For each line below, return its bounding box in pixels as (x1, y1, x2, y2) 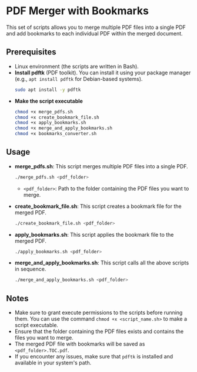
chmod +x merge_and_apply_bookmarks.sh (14, 125, 113, 131)
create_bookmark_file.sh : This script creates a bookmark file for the (14, 203, 182, 210)
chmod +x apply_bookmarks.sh (14, 120, 86, 126)
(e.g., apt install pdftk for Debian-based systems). (14, 75, 143, 82)
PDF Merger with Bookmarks (6, 4, 149, 18)
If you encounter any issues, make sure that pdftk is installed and (14, 353, 173, 360)
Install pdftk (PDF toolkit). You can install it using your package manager (14, 69, 191, 76)
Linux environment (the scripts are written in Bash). (14, 63, 139, 70)
